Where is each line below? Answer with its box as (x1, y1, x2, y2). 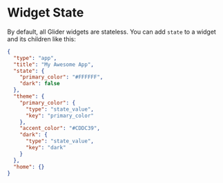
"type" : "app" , (13, 54, 57, 61)
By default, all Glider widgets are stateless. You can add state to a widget (7, 28, 216, 36)
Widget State (7, 5, 84, 21)
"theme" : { (13, 93, 45, 100)
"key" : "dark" (25, 144, 67, 151)
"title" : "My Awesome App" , (13, 61, 95, 68)
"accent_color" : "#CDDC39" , (19, 125, 100, 132)
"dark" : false (19, 80, 60, 87)
